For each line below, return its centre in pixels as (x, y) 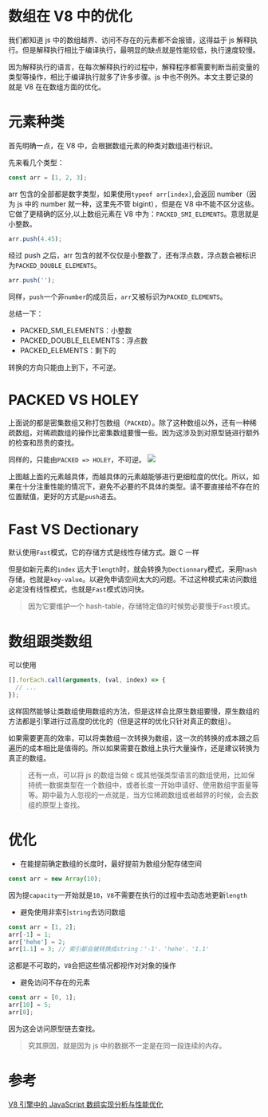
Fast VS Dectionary (74, 529)
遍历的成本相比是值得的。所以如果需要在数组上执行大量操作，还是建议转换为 (134, 748)
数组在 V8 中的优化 (71, 16)
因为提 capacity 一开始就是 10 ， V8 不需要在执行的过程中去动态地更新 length (128, 895)
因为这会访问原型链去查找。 (54, 1029)
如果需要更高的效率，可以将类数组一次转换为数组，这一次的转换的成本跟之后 (134, 737)
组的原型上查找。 (56, 804)
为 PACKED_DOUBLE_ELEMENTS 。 (55, 265)
